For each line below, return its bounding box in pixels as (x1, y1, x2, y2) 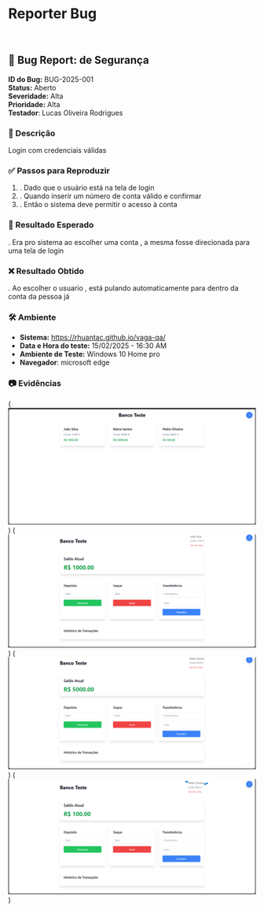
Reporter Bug (8, 5, 97, 23)
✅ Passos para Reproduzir (8, 165, 110, 176)
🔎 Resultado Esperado (8, 220, 94, 231)
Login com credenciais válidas (8, 146, 107, 155)
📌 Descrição (8, 128, 56, 139)
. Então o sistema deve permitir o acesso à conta (19, 200, 178, 209)
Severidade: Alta (8, 91, 64, 101)
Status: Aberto (8, 83, 57, 92)
